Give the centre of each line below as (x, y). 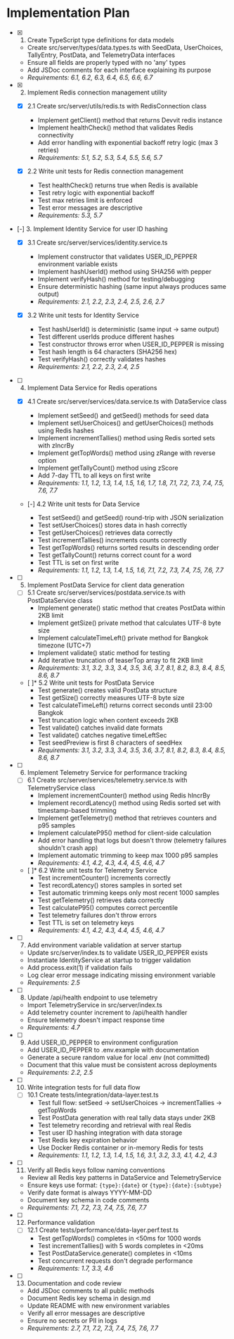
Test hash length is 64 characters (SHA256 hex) (107, 352)
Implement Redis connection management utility (97, 92)
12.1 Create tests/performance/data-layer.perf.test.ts (103, 1230)
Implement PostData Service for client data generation (106, 585)
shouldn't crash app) (68, 848)
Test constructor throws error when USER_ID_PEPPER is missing (131, 344)
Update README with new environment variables (98, 1305)
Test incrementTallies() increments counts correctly (112, 540)
